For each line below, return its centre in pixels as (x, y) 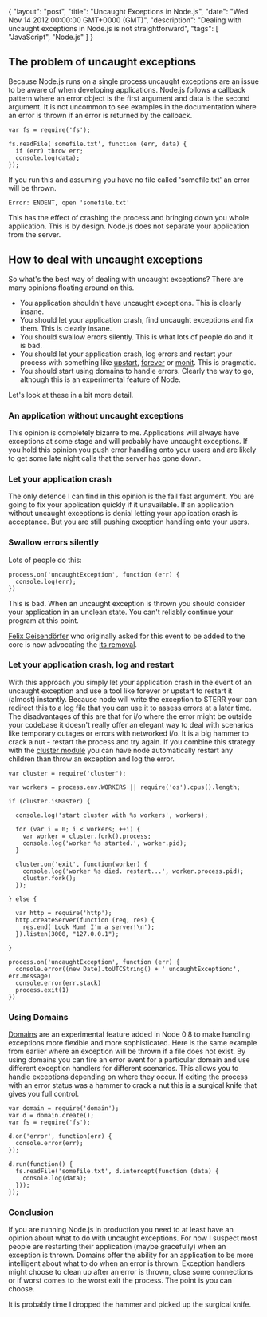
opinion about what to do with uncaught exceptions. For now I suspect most (133, 1238)
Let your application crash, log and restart (91, 664)
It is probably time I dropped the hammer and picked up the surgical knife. (130, 1304)
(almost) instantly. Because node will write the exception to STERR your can (133, 699)
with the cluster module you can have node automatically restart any (121, 750)
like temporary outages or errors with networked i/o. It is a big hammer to (129, 733)
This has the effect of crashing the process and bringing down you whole (129, 217)
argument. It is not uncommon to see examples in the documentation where (132, 106)
